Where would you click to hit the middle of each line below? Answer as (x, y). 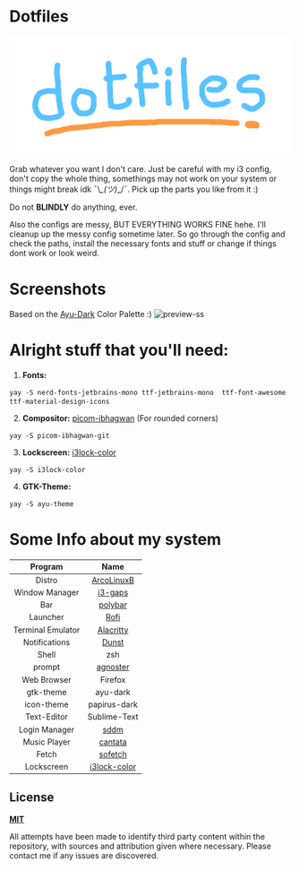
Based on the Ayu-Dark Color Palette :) (81, 314)
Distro (47, 580)
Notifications (47, 642)
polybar (113, 605)
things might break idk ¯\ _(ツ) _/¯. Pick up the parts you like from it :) (134, 189)
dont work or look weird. (55, 254)
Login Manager (46, 729)
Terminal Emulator (47, 630)
